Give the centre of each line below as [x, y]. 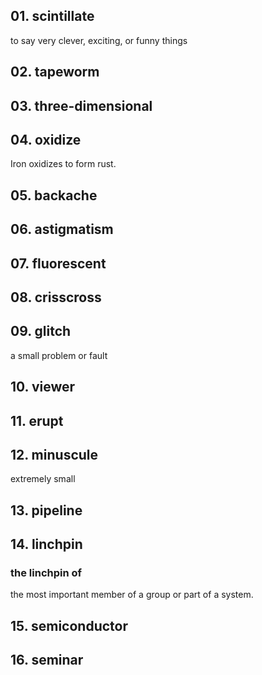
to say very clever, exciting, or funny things [99, 40]
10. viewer [43, 387]
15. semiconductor [69, 625]
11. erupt [37, 420]
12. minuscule [54, 454]
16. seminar [47, 660]
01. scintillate [52, 16]
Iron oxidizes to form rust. [63, 164]
